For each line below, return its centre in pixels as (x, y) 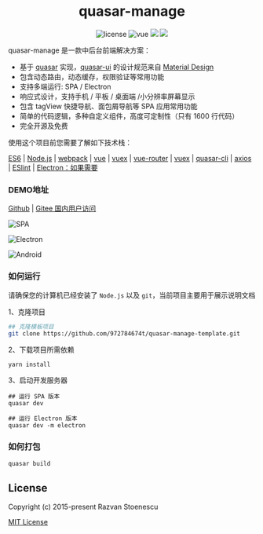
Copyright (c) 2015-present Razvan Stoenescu (83, 507)
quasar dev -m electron (47, 426)
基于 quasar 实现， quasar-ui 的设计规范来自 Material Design (117, 67)
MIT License (28, 522)
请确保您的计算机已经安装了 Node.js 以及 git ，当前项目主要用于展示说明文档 (132, 295)
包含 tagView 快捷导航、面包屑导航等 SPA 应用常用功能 (108, 106)
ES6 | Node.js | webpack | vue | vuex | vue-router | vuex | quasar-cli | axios (130, 158)
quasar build (29, 463)
